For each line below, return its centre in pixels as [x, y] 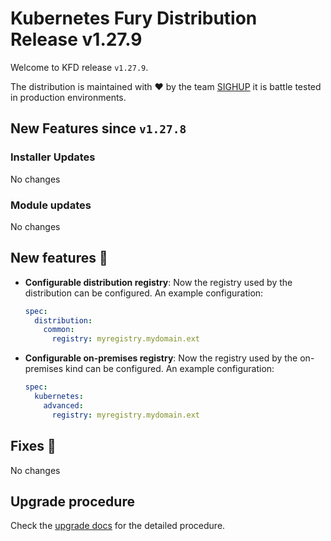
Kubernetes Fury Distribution [134, 18]
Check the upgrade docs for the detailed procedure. [118, 526]
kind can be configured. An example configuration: [170, 369]
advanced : [63, 405]
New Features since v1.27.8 [98, 128]
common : [59, 330]
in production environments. [68, 97]
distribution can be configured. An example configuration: [144, 293]
